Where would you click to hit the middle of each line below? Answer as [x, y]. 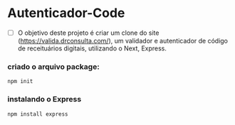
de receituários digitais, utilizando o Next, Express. [92, 48]
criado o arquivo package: [53, 67]
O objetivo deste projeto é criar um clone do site [88, 33]
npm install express [38, 114]
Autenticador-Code [66, 13]
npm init [20, 82]
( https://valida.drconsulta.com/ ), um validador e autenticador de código [122, 41]
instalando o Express [45, 99]
